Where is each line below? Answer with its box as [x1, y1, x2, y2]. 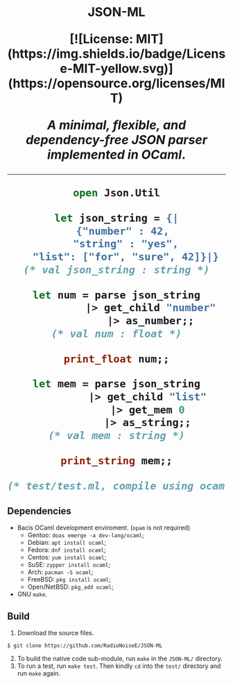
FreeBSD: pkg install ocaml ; [27, 575, 111, 584]
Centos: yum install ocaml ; [27, 553, 107, 562]
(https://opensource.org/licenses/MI [8, 76, 225, 91]
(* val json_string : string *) [23, 263, 210, 276]
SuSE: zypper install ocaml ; [27, 561, 111, 569]
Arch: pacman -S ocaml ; [27, 568, 94, 576]
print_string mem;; [60, 454, 173, 467]
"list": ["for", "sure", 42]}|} [32, 250, 220, 264]
